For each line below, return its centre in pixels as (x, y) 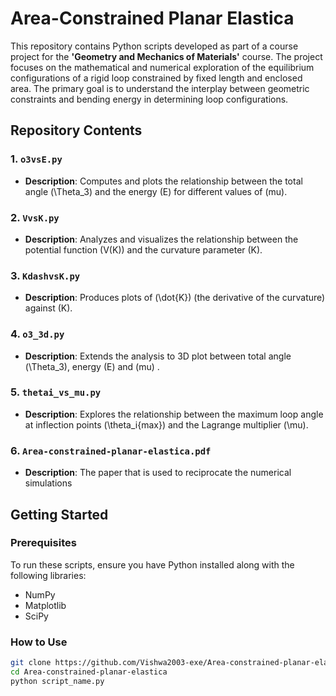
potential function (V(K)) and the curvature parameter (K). (143, 249)
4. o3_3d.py (37, 334)
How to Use (39, 642)
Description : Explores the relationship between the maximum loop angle (174, 414)
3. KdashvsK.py (45, 275)
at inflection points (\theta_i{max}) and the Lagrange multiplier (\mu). (166, 424)
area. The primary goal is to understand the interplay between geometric (160, 88)
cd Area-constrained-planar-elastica (89, 672)
